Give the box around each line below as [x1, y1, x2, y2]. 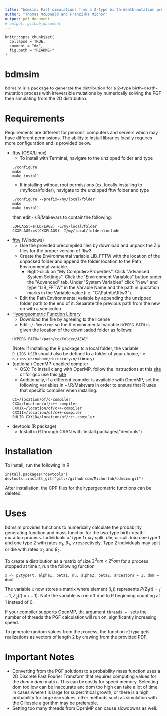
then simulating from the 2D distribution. [5, 95, 88, 102]
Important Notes [5, 652, 75, 663]
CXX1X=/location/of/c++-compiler [12, 406, 82, 411]
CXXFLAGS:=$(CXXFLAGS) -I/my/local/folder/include [12, 228, 120, 234]
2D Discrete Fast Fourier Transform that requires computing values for [12, 673, 157, 679]
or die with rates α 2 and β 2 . [5, 546, 61, 553]
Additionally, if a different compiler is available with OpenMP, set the [19, 377, 160, 383]
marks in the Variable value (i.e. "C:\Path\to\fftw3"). [27, 290, 133, 296]
